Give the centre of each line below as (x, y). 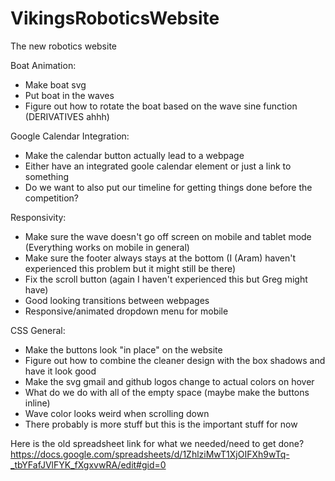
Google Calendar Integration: (70, 136)
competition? (51, 198)
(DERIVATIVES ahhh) (67, 116)
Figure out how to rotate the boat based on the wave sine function (161, 106)
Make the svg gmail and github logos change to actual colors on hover (169, 381)
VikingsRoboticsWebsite (115, 18)
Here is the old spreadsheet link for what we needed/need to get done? (157, 443)
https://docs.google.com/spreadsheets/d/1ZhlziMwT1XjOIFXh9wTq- (150, 454)
